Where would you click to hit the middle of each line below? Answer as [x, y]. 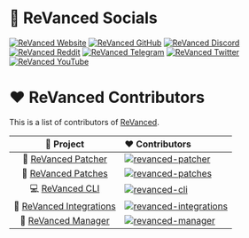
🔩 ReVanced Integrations [65, 206]
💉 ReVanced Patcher [65, 159]
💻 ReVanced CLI [65, 188]
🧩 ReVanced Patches [65, 173]
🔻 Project [65, 144]
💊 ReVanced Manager [65, 220]
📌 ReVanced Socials [83, 18]
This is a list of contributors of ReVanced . [84, 122]
